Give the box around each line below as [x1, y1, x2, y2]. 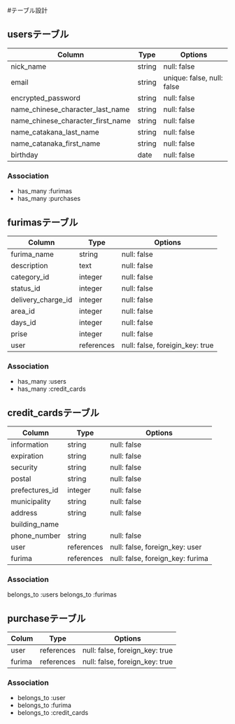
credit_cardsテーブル [7, 407, 100, 419]
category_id [10, 272, 50, 281]
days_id [10, 317, 36, 327]
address [10, 508, 38, 518]
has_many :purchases [17, 195, 81, 203]
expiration [10, 451, 44, 461]
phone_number [10, 531, 61, 541]
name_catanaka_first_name [10, 139, 101, 148]
